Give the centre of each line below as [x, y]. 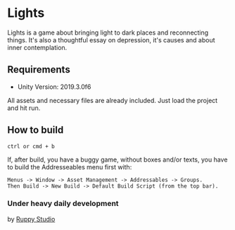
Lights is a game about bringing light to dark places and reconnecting [108, 32]
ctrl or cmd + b [31, 146]
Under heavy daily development [63, 204]
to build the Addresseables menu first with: [70, 167]
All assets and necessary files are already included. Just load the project [113, 100]
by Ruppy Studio [31, 219]
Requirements [39, 69]
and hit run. [24, 108]
